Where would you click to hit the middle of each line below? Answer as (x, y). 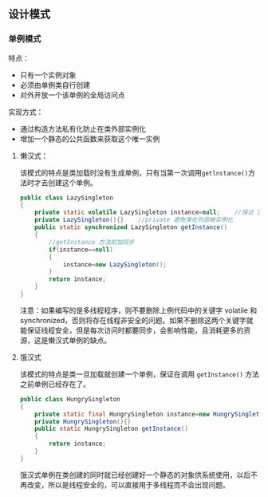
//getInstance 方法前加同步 (92, 242)
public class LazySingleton (66, 198)
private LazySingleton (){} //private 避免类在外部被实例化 (134, 220)
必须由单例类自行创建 (55, 85)
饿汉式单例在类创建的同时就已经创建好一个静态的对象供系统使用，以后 (135, 475)
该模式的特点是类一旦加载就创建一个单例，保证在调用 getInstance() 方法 (139, 374)
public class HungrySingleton (70, 399)
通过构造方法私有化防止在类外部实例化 (83, 128)
